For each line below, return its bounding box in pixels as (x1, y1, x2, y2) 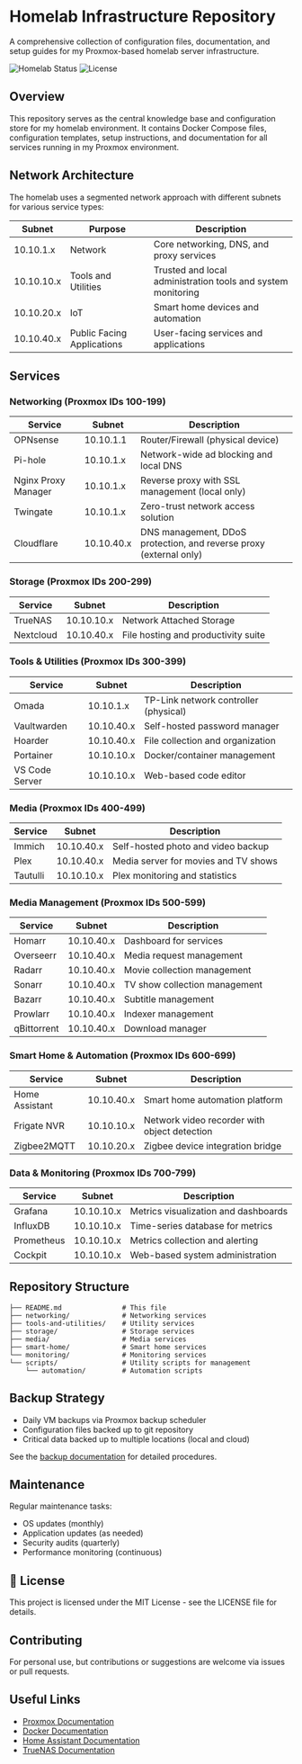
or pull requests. (9, 1666, 70, 1677)
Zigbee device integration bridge (143, 1140, 281, 1152)
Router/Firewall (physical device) (140, 434, 280, 446)
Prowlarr (13, 1007, 50, 1020)
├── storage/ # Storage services (9, 1327, 195, 1336)
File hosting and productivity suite (121, 628, 265, 640)
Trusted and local (153, 264, 227, 276)
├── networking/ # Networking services (9, 1311, 207, 1320)
